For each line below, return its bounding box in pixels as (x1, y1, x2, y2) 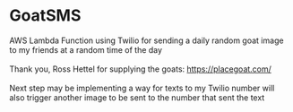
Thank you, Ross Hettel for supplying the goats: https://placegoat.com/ (9, 64, 271, 74)
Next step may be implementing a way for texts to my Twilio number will (9, 82, 275, 93)
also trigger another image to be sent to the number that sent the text (9, 91, 265, 103)
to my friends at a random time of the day (9, 44, 163, 55)
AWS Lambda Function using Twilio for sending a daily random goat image (9, 35, 284, 46)
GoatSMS (9, 5, 82, 26)
